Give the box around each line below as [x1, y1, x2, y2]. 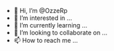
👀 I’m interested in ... [13, 14, 73, 22]
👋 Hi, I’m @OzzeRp [13, 7, 68, 14]
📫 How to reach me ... [13, 37, 78, 44]
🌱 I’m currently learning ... [13, 21, 88, 29]
